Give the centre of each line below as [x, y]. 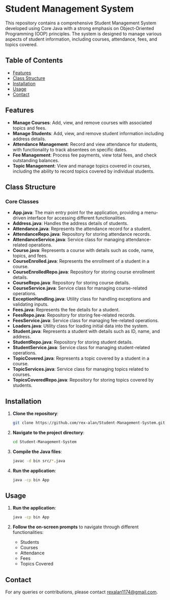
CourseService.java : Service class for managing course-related [80, 288]
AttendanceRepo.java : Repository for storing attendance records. [82, 234]
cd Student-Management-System [45, 442]
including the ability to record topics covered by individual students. [83, 171]
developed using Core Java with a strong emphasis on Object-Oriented [80, 28]
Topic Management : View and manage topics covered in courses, [82, 166]
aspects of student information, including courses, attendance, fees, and [81, 39]
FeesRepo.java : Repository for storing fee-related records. [74, 315]
